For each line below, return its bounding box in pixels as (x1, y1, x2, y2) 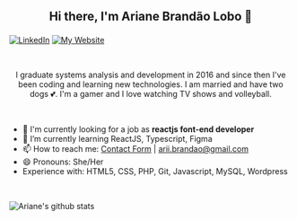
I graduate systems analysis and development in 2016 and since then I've (15, 69, 286, 81)
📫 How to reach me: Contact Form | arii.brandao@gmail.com (22, 144, 249, 154)
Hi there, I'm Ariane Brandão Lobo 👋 (48, 9, 253, 24)
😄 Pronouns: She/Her (22, 156, 104, 167)
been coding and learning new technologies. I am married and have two (17, 79, 284, 90)
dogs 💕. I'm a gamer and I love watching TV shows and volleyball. (30, 89, 272, 100)
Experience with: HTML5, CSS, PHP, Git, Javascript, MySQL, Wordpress (22, 166, 289, 177)
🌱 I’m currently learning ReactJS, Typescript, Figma (22, 134, 213, 145)
